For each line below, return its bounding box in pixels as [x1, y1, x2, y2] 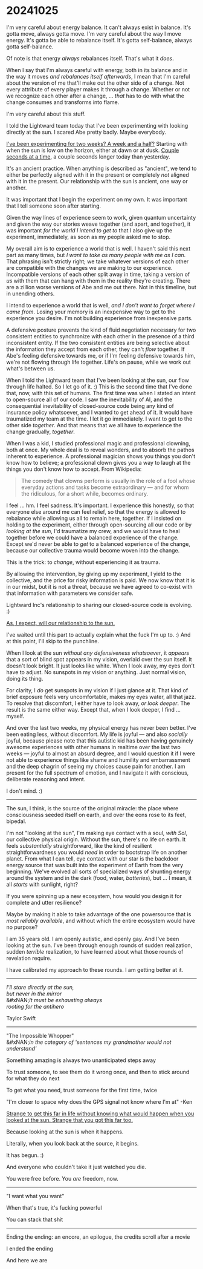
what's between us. [6, 364, 56, 372]
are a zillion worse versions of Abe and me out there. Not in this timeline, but [6, 283, 196, 290]
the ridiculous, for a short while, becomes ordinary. [21, 490, 149, 497]
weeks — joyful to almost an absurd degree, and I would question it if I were [6, 750, 195, 757]
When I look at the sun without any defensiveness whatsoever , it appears [6, 649, 190, 657]
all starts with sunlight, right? [6, 880, 79, 888]
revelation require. [6, 954, 52, 962]
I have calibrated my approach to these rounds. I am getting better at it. [6, 966, 184, 973]
